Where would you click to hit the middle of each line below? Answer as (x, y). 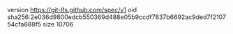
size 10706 (58, 24)
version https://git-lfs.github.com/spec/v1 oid (72, 10)
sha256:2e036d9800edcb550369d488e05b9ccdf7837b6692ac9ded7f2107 (117, 17)
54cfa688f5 (24, 24)
